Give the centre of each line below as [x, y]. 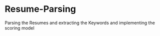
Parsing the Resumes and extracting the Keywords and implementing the [80, 23]
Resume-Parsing [40, 9]
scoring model [20, 28]
